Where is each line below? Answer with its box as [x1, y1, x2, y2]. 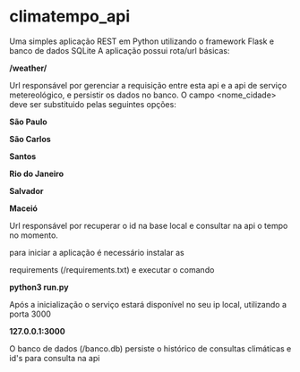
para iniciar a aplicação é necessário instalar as [9, 247, 185, 258]
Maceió [9, 203, 39, 214]
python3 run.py [9, 282, 69, 292]
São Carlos [9, 133, 51, 144]
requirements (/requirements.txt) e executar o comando [9, 264, 215, 275]
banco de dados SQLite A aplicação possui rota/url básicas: [9, 45, 230, 55]
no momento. [9, 230, 58, 241]
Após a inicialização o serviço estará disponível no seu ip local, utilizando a [9, 299, 287, 309]
